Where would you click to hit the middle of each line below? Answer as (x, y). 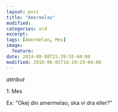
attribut (16, 79)
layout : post (23, 12)
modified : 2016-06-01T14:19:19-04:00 (54, 62)
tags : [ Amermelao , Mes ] (36, 40)
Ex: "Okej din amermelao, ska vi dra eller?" (59, 102)
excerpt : (17, 34)
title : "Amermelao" (31, 17)
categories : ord (27, 29)
